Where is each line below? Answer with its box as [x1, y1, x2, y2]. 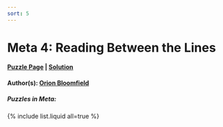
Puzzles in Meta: [7, 95, 57, 103]
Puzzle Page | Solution [7, 63, 74, 71]
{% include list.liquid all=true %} [7, 112, 99, 120]
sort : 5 [7, 10, 30, 17]
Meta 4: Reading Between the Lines [7, 39, 217, 55]
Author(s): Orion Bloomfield [7, 79, 90, 87]
